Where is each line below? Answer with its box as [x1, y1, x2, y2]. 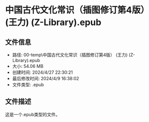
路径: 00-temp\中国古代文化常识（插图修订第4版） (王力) [12, 52, 128, 58]
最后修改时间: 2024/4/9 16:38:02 [12, 76, 79, 81]
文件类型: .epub [12, 82, 44, 88]
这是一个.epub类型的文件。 [5, 111, 60, 117]
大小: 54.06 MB [12, 63, 43, 69]
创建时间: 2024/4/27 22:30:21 [12, 69, 73, 75]
